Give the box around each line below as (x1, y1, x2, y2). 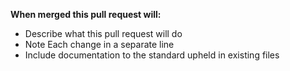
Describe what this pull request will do (24, 28, 183, 39)
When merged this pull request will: (10, 9, 162, 20)
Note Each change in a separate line (24, 39, 175, 50)
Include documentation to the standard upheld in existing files (24, 49, 280, 61)
